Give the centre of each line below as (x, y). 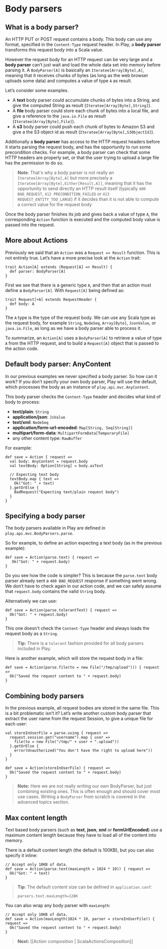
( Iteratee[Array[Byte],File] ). (44, 121)
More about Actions (37, 240)
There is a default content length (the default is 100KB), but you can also (80, 850)
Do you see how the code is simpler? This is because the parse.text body (81, 575)
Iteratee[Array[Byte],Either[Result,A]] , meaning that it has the (84, 183)
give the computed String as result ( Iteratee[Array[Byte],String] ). (82, 105)
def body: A (22, 304)
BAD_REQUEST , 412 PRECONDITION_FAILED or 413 (63, 194)
